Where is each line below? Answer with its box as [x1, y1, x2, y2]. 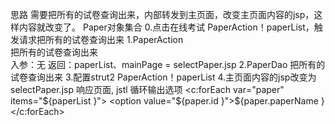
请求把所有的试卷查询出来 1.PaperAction [18, 34, 184, 45]
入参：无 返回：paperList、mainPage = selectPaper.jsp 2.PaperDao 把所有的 [10, 59, 326, 70]
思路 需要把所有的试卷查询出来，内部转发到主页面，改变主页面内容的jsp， [10, 9, 315, 20]
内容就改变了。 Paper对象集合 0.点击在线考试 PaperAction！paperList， [18, 21, 315, 33]
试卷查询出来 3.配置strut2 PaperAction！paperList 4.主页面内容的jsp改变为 [10, 71, 317, 83]
